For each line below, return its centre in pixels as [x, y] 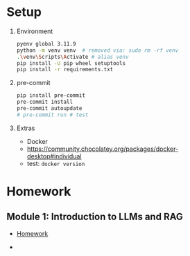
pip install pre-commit [51, 95]
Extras [26, 128]
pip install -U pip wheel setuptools [71, 63]
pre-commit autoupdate [49, 109]
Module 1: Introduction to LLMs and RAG [95, 217]
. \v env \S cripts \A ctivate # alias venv [72, 57]
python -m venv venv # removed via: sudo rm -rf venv [97, 50]
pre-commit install [45, 102]
